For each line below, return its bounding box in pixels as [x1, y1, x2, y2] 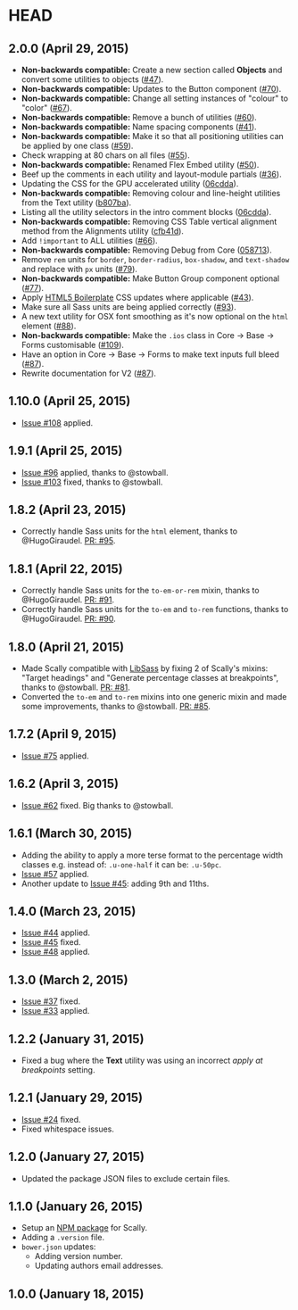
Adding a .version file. [21, 1232, 104, 1243]
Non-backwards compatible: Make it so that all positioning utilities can [21, 131, 285, 141]
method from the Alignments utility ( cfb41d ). [21, 226, 185, 236]
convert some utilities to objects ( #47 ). [21, 74, 164, 85]
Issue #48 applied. [21, 947, 90, 958]
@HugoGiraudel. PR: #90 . [21, 613, 117, 625]
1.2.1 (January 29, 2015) [8, 1090, 144, 1106]
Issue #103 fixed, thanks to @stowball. [21, 477, 163, 487]
